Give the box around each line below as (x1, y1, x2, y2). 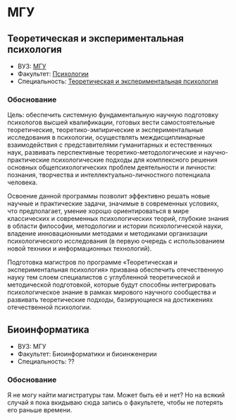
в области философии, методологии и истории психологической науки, (7, 222, 223, 230)
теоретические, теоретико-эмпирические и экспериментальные (7, 126, 204, 134)
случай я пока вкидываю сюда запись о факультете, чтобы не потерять (7, 398, 223, 407)
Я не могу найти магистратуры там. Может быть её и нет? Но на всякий (7, 391, 225, 400)
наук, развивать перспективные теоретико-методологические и (7, 148, 203, 157)
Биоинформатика (7, 323, 89, 335)
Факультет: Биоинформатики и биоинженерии (17, 350, 157, 359)
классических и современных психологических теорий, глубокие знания (7, 215, 229, 223)
